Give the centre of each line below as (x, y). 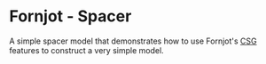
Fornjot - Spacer (70, 16)
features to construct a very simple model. (86, 50)
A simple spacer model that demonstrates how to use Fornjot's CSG (133, 41)
